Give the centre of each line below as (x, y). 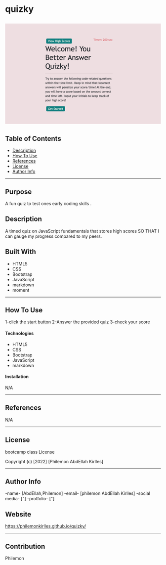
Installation (17, 377)
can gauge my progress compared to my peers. (54, 236)
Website (18, 514)
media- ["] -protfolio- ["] (30, 499)
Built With (21, 252)
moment (21, 290)
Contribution (25, 546)
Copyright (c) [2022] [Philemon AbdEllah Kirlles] (54, 461)
